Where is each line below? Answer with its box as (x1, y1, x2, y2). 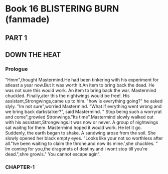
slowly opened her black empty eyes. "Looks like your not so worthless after (5, 135, 163, 141)
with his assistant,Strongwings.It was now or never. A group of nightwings (5, 119, 158, 125)
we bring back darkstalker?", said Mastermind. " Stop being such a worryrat (5, 108, 162, 115)
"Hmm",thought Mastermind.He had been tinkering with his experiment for (5, 77, 159, 83)
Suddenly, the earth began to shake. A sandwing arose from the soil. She (5, 130, 156, 136)
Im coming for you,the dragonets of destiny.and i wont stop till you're (5, 146, 148, 152)
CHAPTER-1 (5, 163, 35, 170)
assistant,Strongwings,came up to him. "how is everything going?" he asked (5, 98, 163, 104)
